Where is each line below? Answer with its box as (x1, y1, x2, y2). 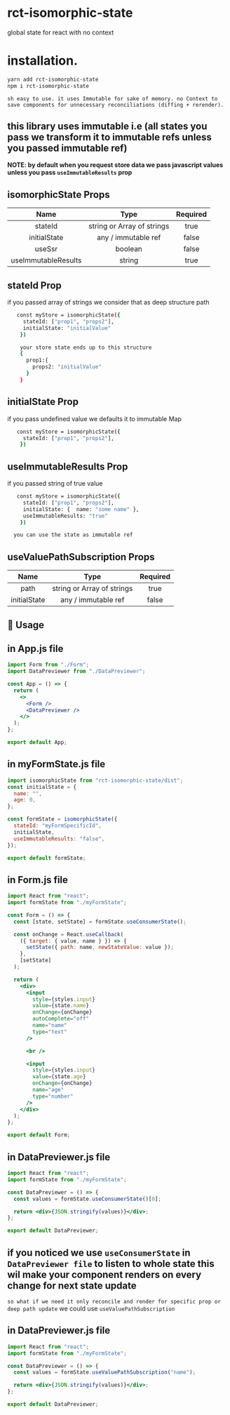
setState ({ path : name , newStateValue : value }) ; (25, 944, 174, 951)
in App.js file (7, 642, 64, 654)
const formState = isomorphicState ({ (7, 816, 118, 823)
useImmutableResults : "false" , (13, 835, 105, 842)
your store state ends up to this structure (20, 344, 152, 351)
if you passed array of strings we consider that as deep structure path (7, 298, 210, 307)
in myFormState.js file (7, 758, 106, 770)
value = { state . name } (32, 1002, 90, 1009)
